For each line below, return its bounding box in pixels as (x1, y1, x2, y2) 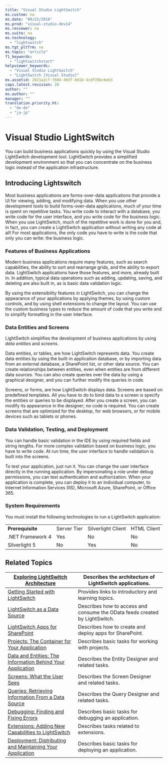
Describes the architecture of (83, 573, 155, 580)
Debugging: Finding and (7, 708, 64, 715)
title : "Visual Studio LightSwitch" (5, 7, 81, 13)
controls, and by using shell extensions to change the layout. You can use (5, 300, 156, 306)
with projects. (77, 644, 110, 651)
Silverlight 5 (7, 541, 36, 548)
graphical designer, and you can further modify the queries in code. (5, 377, 145, 383)
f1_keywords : (5, 54, 32, 59)
